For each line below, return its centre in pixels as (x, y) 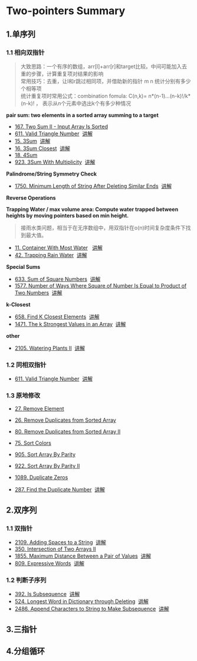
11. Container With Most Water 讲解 (59, 248)
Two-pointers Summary (66, 11)
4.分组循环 (26, 651)
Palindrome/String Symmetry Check (52, 174)
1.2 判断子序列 (26, 580)
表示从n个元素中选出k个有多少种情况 (87, 103)
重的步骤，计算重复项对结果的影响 (62, 74)
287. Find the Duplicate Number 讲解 (60, 490)
